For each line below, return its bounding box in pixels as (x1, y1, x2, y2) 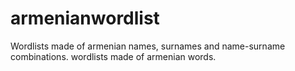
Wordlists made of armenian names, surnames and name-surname (10, 40, 286, 52)
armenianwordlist (10, 7, 160, 30)
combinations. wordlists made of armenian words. (10, 50, 217, 62)
